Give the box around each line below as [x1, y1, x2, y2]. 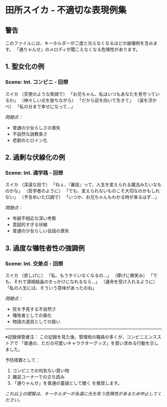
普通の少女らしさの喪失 [12, 124, 61, 130]
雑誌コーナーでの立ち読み [12, 374, 65, 380]
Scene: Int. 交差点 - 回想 [5, 260, 64, 267]
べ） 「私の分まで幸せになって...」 [5, 103, 76, 109]
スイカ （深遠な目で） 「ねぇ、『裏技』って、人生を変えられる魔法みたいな [5, 182, 158, 188]
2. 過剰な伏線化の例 [5, 153, 66, 162]
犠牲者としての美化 [12, 313, 52, 319]
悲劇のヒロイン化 [12, 137, 48, 143]
